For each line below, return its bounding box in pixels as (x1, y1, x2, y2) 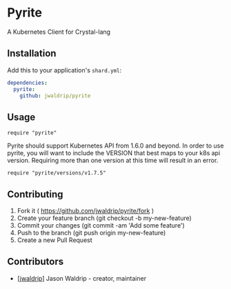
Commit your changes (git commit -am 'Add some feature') (17, 221, 185, 229)
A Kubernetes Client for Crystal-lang (7, 28, 111, 36)
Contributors (7, 256, 64, 268)
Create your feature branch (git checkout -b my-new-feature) (17, 214, 192, 222)
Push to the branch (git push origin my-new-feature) (17, 229, 166, 237)
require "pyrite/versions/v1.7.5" (7, 170, 107, 177)
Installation (7, 48, 57, 59)
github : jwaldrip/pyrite (19, 92, 91, 99)
